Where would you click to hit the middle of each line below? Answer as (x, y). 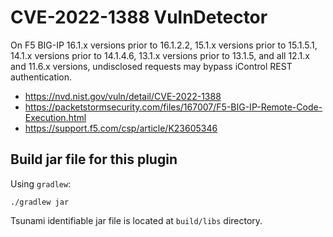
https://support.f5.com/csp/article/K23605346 (121, 128)
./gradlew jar (40, 202)
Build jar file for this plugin (94, 159)
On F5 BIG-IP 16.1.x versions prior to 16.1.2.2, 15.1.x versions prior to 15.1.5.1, (164, 45)
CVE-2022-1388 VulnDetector (139, 17)
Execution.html (55, 117)
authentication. (41, 77)
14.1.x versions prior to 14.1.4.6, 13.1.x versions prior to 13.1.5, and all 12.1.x (160, 55)
